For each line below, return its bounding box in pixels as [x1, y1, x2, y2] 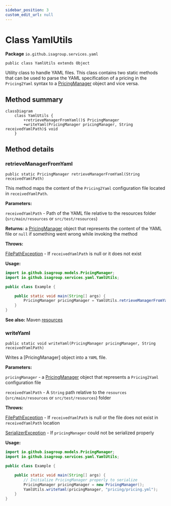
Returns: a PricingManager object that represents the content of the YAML [5, 225, 162, 232]
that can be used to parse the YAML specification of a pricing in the [5, 75, 147, 81]
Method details [5, 145, 54, 153]
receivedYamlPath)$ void [5, 127, 58, 132]
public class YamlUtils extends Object [5, 61, 90, 66]
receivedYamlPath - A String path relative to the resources [5, 389, 127, 396]
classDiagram [5, 109, 33, 114]
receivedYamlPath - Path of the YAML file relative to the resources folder [5, 210, 156, 216]
